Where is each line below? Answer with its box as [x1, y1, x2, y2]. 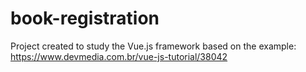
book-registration [10, 7, 160, 30]
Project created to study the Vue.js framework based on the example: [10, 40, 297, 52]
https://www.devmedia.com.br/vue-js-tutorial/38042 [10, 50, 228, 62]
